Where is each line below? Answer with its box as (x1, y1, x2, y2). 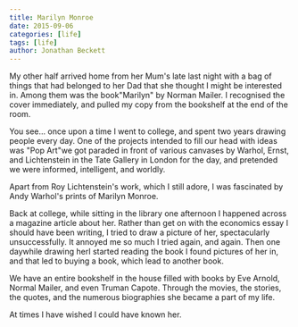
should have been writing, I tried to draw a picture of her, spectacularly (9, 227, 270, 238)
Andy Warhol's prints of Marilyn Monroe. (9, 191, 159, 202)
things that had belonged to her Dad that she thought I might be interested (9, 80, 283, 91)
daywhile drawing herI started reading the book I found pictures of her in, (9, 247, 279, 257)
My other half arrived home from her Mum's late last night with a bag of (9, 71, 272, 81)
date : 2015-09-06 (9, 21, 74, 30)
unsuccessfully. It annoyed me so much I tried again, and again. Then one (9, 237, 281, 247)
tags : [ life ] (9, 38, 58, 47)
